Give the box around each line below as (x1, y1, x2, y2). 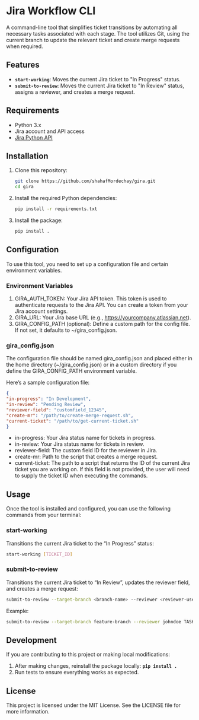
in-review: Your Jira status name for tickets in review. (14, 440, 145, 448)
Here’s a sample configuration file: (6, 379, 90, 386)
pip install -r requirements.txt (14, 206, 98, 212)
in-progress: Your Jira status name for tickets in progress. (14, 434, 156, 442)
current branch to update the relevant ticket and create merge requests (6, 36, 180, 43)
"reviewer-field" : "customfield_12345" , (6, 407, 108, 413)
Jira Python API (14, 134, 53, 141)
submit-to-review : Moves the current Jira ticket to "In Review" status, (14, 82, 185, 89)
